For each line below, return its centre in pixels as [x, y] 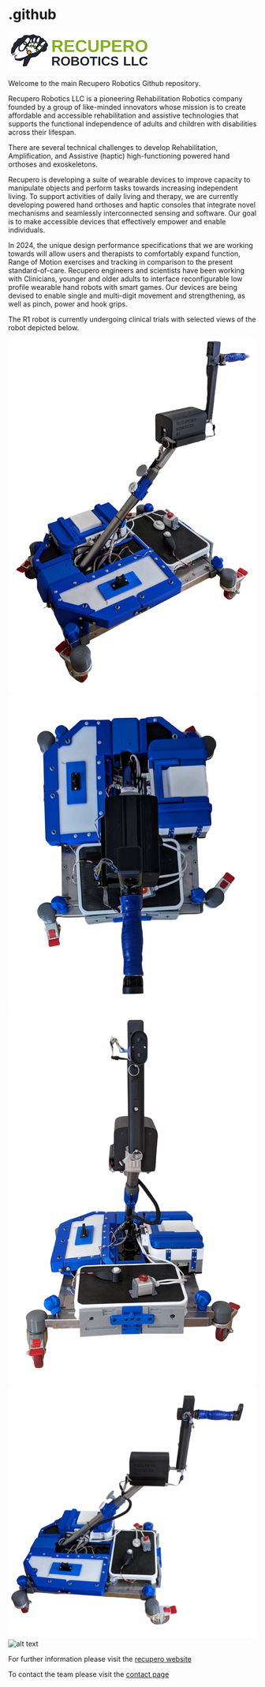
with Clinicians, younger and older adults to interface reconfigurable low [125, 279]
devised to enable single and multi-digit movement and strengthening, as [127, 295]
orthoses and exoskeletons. [53, 164]
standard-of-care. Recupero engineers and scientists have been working [127, 270]
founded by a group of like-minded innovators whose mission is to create [127, 107]
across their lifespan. [42, 132]
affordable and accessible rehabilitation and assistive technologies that [123, 115]
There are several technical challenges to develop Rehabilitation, [113, 147]
